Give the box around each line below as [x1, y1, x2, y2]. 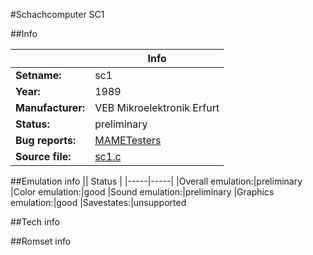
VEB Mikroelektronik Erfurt [94, 101, 220, 114]
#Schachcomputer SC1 [10, 9, 105, 20]
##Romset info [10, 235, 72, 247]
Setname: [15, 69, 62, 82]
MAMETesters [94, 134, 162, 147]
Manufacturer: [15, 101, 86, 114]
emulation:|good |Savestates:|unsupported [10, 197, 187, 208]
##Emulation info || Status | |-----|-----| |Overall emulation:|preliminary [10, 175, 303, 187]
